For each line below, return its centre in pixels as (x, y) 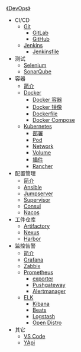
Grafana (33, 260)
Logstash (43, 316)
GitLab (41, 33)
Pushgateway (49, 285)
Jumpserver (38, 193)
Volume (42, 152)
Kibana (41, 304)
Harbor (32, 239)
